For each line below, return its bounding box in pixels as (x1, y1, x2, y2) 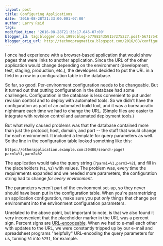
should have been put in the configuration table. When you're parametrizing (5, 190, 157, 196)
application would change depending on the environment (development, (5, 62, 149, 68)
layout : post (5, 7, 32, 12)
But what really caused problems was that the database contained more (5, 122, 149, 128)
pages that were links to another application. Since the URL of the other (5, 57, 148, 63)
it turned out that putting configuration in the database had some (5, 87, 135, 93)
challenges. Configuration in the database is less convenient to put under (5, 92, 151, 98)
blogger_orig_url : (5, 39, 42, 44)
